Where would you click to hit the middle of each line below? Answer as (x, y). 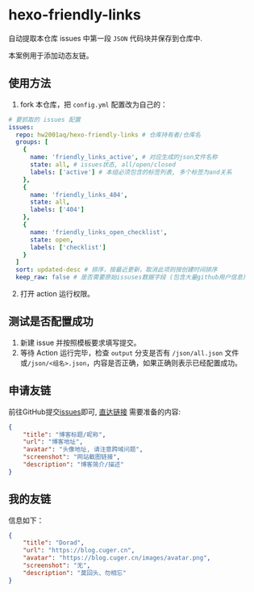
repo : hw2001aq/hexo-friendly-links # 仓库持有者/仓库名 (108, 135)
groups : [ (32, 142)
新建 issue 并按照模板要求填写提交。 (80, 342)
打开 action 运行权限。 (57, 294)
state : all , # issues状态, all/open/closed (102, 165)
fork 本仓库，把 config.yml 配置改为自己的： (94, 104)
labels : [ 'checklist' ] (68, 247)
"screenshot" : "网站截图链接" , (72, 457)
